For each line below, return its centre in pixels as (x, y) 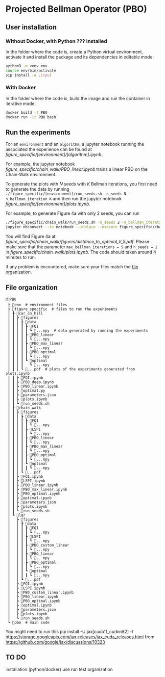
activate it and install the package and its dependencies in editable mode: (80, 57)
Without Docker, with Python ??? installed (56, 41)
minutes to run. (21, 257)
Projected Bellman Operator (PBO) (76, 9)
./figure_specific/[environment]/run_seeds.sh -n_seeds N (66, 194)
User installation (31, 27)
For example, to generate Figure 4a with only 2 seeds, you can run (73, 213)
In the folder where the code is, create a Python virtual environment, (74, 52)
